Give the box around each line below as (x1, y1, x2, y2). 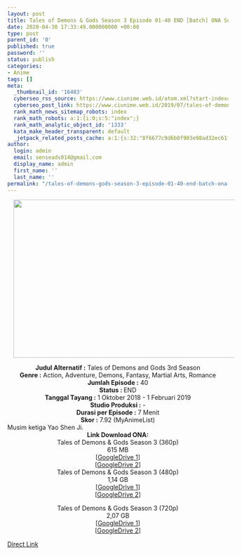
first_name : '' (13, 166, 58, 174)
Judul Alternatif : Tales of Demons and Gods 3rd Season (35, 363, 201, 372)
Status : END (99, 386, 137, 394)
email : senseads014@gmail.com (13, 154, 102, 162)
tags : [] (7, 75, 33, 83)
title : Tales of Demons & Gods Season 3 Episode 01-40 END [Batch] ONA (7, 17, 221, 24)
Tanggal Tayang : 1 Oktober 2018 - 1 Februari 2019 (44, 393, 191, 402)
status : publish (7, 56, 55, 63)
